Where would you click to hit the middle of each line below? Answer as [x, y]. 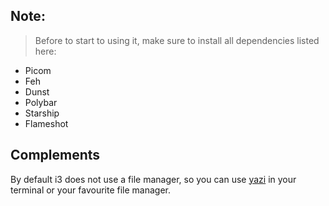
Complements [55, 155]
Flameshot [46, 123]
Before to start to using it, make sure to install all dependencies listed [177, 40]
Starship [42, 113]
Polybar [41, 102]
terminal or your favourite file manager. [91, 190]
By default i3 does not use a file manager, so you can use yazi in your [153, 179]
